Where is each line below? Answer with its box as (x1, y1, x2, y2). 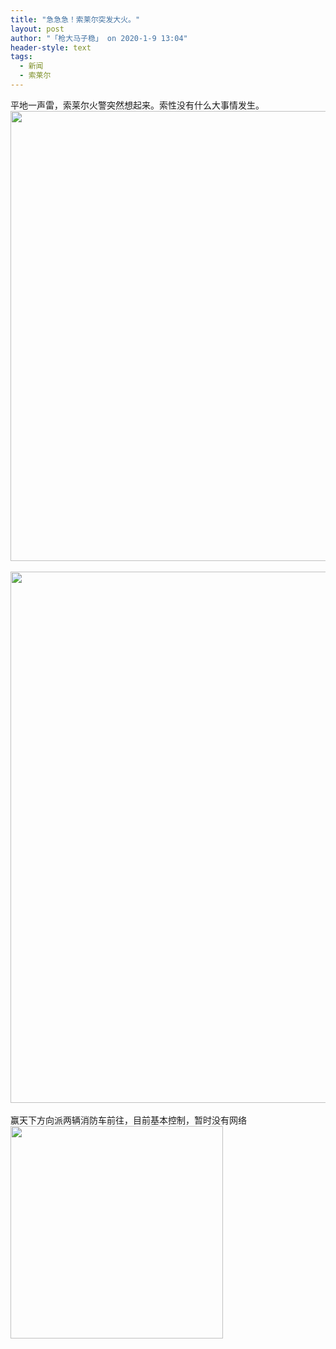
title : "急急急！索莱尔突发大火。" (10, 14, 141, 25)
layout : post (10, 24, 65, 34)
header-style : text (10, 42, 92, 53)
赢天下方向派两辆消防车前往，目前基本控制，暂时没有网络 (10, 1114, 247, 1126)
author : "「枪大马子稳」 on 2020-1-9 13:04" (10, 33, 188, 43)
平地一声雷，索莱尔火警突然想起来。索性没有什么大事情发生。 (10, 99, 265, 111)
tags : (10, 52, 33, 62)
